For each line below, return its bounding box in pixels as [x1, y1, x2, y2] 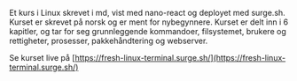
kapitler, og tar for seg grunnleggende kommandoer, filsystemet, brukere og [9, 26, 286, 36]
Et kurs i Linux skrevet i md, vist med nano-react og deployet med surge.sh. [9, 8, 285, 18]
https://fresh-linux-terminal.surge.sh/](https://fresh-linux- [74, 53, 286, 63]
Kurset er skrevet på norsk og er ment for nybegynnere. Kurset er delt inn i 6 [9, 17, 289, 27]
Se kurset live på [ [9, 53, 75, 63]
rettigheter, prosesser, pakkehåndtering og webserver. [9, 35, 208, 46]
